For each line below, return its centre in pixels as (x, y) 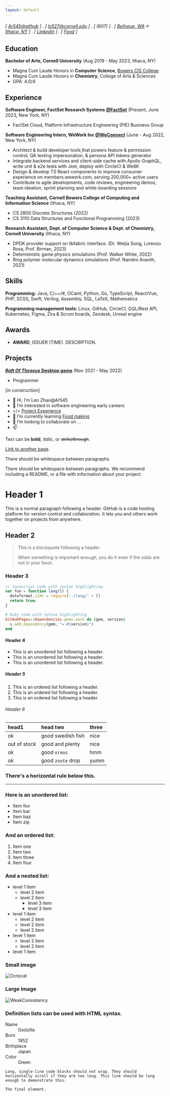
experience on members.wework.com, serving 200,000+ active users (85, 177)
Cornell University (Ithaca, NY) (38, 234)
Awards (18, 330)
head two (53, 727)
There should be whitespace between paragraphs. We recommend (75, 469)
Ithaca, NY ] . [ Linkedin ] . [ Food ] (41, 32)
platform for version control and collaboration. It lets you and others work (81, 514)
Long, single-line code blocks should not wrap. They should (71, 1071)
